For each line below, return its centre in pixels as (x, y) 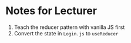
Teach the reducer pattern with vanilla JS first (69, 27)
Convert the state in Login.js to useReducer (66, 33)
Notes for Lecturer (51, 11)
